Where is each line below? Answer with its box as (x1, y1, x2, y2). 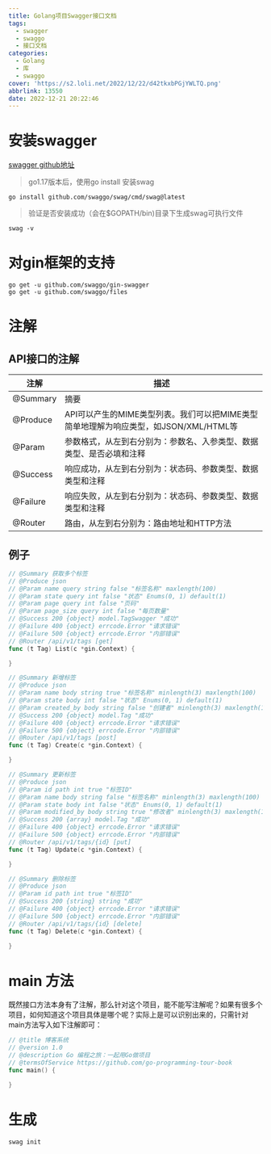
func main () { (8, 1066, 56, 1074)
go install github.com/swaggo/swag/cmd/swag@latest (8, 193, 186, 202)
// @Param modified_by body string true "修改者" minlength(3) (8, 808, 222, 816)
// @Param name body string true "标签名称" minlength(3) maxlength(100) (8, 689, 256, 697)
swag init (8, 1138, 42, 1146)
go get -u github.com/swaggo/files (8, 288, 128, 296)
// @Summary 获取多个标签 (8, 569, 89, 577)
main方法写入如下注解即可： (8, 1020, 102, 1030)
